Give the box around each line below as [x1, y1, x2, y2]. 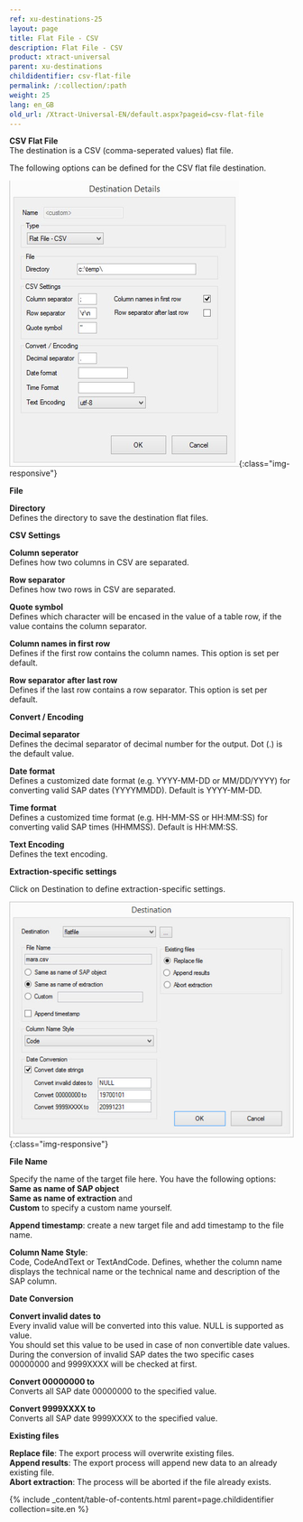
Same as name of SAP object [9, 1183, 120, 1194]
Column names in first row [9, 638, 111, 649]
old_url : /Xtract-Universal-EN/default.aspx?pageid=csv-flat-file [9, 109, 264, 119]
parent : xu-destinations [9, 62, 103, 71]
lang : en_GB [9, 100, 54, 109]
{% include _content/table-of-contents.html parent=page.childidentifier [9, 1494, 274, 1505]
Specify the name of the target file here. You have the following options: [9, 1174, 277, 1184]
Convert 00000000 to [9, 1377, 95, 1387]
